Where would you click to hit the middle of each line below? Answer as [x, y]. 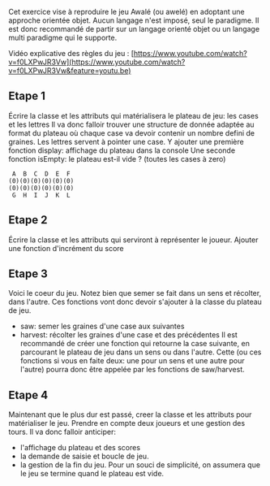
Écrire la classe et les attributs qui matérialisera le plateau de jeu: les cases [134, 115]
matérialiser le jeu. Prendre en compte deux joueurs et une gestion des [127, 423]
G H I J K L [41, 195]
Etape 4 [28, 395]
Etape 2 [28, 220]
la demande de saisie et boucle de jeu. [84, 456]
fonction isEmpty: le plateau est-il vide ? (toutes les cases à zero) [117, 158]
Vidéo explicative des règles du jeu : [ [71, 53]
